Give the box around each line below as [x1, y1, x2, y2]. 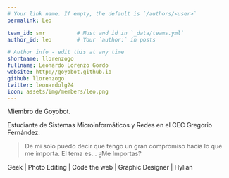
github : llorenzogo [7, 75, 65, 82]
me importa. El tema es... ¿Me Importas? [24, 149, 142, 158]
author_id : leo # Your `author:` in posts [7, 36, 156, 43]
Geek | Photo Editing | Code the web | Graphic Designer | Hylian [7, 163, 193, 172]
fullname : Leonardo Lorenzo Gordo [7, 62, 109, 69]
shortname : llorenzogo [7, 56, 74, 63]
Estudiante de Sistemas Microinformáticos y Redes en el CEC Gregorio [7, 121, 213, 129]
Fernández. [7, 128, 41, 137]
